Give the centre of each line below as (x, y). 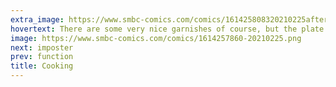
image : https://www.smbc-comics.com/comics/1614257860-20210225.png (156, 38)
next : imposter (42, 47)
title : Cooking (42, 66)
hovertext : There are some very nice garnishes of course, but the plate (167, 29)
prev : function (42, 57)
